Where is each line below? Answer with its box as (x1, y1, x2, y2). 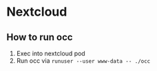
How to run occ (6, 31, 73, 43)
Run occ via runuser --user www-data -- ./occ (16, 57, 151, 65)
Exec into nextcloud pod (16, 49, 85, 57)
